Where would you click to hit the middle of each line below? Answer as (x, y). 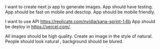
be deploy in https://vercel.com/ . (38, 27)
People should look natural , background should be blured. (64, 42)
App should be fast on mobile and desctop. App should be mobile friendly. (80, 12)
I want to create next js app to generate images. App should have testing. (79, 7)
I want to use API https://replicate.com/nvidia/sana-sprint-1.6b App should (80, 22)
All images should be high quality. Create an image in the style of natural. (79, 36)
